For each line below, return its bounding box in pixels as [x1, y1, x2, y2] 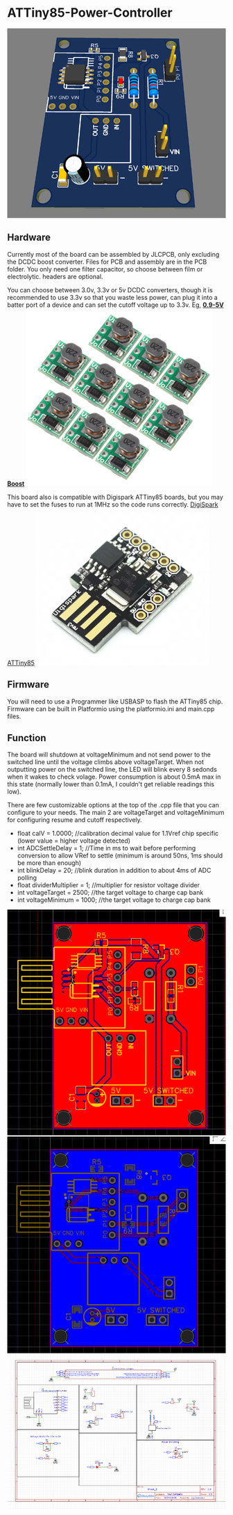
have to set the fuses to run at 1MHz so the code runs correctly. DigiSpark [7, 500, 218, 509]
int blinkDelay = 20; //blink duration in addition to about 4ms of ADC [17, 866, 212, 875]
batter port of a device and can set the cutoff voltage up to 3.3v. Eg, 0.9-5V [7, 301, 224, 309]
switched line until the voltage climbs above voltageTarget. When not [7, 758, 205, 766]
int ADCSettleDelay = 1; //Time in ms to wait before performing [17, 844, 196, 852]
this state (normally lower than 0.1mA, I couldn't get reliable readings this [7, 780, 215, 788]
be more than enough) [17, 859, 82, 867]
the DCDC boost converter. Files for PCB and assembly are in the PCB [7, 257, 207, 266]
